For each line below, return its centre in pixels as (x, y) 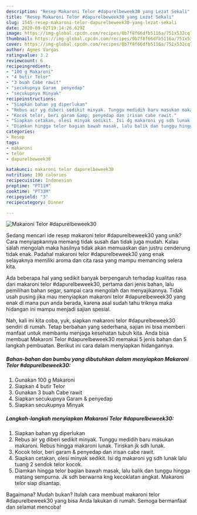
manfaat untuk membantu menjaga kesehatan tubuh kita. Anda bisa (88, 333)
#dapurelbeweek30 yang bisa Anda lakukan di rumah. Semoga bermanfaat (96, 501)
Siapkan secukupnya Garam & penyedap (64, 399)
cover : (14, 45)
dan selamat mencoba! (34, 507)
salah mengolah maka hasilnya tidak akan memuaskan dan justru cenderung (98, 248)
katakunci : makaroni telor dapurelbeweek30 (60, 170)
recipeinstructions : (31, 99)
